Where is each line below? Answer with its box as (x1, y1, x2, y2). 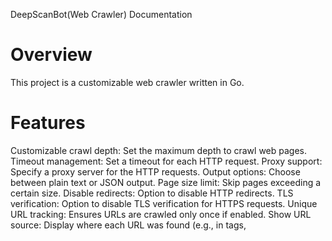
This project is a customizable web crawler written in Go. (10, 76, 245, 88)
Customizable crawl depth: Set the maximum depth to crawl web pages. (10, 144, 308, 156)
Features (10, 112, 86, 134)
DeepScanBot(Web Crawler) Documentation (10, 9, 193, 20)
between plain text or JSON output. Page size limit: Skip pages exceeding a (10, 176, 322, 188)
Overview (10, 44, 93, 66)
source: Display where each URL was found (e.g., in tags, (10, 219, 247, 231)
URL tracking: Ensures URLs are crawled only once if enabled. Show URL (10, 208, 312, 220)
